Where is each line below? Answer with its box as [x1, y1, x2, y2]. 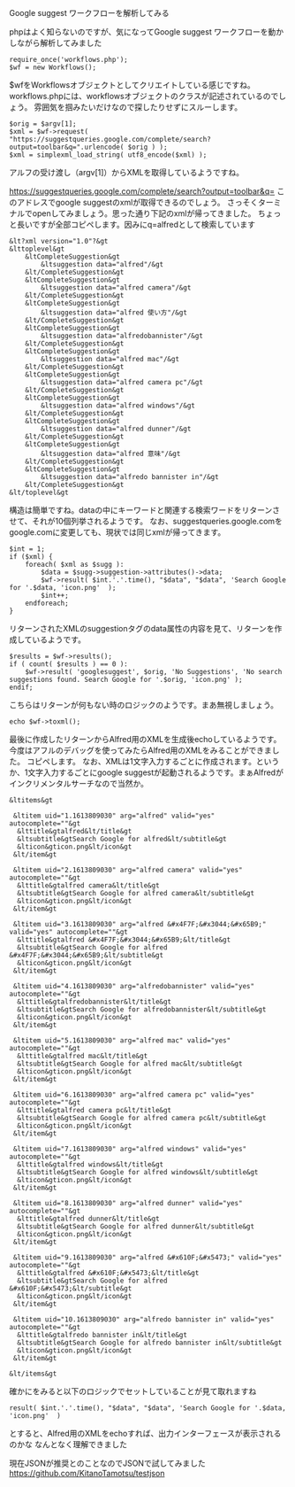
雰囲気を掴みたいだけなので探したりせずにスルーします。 [34, 102, 243, 112]
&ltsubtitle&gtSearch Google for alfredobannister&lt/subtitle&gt [17, 1005, 267, 1014]
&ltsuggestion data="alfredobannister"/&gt [41, 331, 203, 340]
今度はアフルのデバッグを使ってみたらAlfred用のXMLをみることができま [9, 745, 272, 755]
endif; [9, 683, 34, 692]
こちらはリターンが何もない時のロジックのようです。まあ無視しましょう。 [9, 700, 279, 710]
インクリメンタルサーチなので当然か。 [9, 778, 148, 788]
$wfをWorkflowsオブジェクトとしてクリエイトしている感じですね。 [9, 80, 255, 90]
